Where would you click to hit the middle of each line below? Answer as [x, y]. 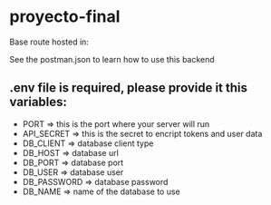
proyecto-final [65, 17]
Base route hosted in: [49, 42]
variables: [39, 102]
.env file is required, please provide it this [128, 88]
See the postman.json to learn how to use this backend [112, 59]
